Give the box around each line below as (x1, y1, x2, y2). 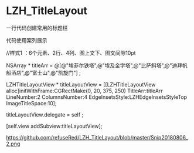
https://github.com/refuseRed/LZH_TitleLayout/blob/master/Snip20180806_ (6, 134, 189, 141)
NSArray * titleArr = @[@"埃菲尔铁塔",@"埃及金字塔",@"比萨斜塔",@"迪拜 (6, 62, 183, 69)
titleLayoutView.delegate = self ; (6, 111, 84, 118)
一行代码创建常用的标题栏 (6, 24, 68, 31)
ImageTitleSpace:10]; (6, 99, 57, 107)
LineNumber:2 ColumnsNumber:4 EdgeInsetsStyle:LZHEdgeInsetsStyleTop (6, 93, 188, 101)
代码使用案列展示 (6, 36, 47, 44)
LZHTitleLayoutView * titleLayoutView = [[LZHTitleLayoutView (6, 81, 156, 88)
